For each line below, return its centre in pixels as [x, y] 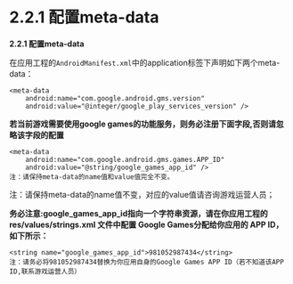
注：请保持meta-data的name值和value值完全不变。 [92, 177]
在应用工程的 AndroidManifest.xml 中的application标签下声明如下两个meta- [145, 62]
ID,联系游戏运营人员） [45, 272]
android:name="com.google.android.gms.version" [115, 98]
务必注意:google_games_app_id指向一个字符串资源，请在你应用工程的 [139, 213]
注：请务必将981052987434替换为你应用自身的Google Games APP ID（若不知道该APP [147, 262]
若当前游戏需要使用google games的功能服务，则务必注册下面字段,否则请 [142, 124]
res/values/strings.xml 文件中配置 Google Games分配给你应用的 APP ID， [146, 224]
